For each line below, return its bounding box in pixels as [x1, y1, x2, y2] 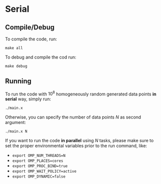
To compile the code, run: [5, 36, 58, 42]
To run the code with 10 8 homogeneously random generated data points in [5, 90, 157, 97]
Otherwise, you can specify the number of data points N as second [5, 114, 141, 120]
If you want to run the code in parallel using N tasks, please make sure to [5, 138, 154, 144]
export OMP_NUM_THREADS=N [12, 153, 65, 158]
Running [5, 77, 32, 86]
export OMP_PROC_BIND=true [12, 164, 68, 169]
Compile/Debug [5, 23, 55, 31]
